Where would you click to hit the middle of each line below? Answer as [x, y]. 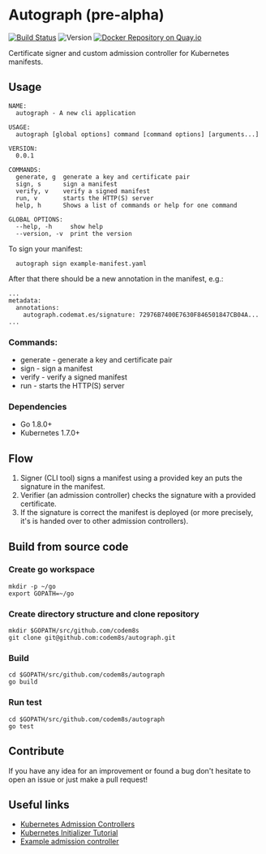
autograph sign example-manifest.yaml [82, 264]
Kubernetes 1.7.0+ [50, 433]
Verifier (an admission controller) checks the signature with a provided [138, 496]
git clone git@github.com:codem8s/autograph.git [92, 638]
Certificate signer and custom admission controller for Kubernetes [119, 53]
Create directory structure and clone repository [104, 614]
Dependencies [38, 406]
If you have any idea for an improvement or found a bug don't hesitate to [130, 770]
